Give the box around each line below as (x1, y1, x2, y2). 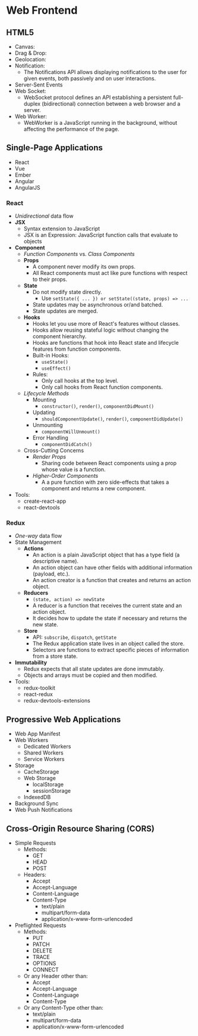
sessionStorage (32, 787, 71, 794)
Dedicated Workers (23, 743, 71, 750)
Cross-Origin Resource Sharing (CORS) (6, 824, 155, 834)
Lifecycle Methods (23, 390, 70, 397)
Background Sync (14, 800, 59, 807)
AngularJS (14, 184, 40, 191)
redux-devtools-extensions (23, 697, 90, 704)
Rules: (32, 371, 48, 378)
